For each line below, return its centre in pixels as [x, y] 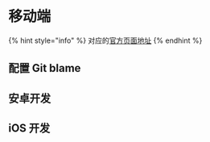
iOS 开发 [29, 129]
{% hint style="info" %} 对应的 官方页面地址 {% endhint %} [105, 40]
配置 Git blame [45, 68]
